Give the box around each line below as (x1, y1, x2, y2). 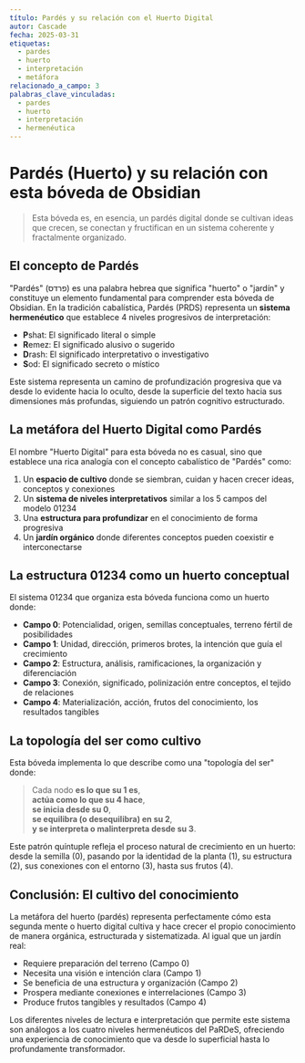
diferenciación (22, 668, 77, 679)
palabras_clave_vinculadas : (9, 89, 117, 99)
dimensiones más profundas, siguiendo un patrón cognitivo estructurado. (9, 395, 285, 406)
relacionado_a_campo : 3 (9, 81, 100, 90)
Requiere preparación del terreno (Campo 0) (22, 958, 190, 968)
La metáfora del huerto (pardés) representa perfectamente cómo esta (9, 912, 271, 922)
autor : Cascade (9, 22, 67, 31)
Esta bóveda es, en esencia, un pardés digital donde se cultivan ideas (31, 212, 294, 224)
